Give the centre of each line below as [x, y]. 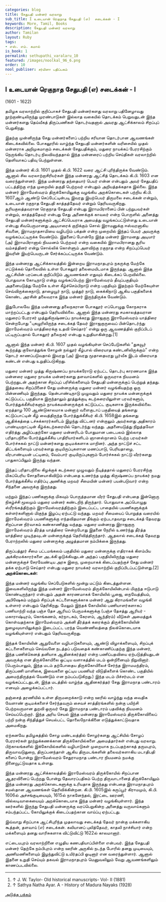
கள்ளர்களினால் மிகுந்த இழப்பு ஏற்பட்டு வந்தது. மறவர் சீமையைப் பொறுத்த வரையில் [82, 513]
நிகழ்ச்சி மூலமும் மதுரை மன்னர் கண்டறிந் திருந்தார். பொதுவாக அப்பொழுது [76, 502]
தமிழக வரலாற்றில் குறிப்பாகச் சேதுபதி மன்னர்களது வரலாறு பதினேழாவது [74, 111]
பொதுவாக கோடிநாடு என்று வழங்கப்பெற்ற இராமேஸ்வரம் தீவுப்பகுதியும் [72, 280]
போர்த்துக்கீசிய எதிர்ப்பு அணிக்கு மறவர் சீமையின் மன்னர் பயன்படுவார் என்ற [77, 481]
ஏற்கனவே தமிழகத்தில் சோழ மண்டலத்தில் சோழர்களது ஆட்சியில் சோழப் [75, 735]
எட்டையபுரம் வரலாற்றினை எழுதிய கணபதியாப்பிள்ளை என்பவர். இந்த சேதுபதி [77, 843]
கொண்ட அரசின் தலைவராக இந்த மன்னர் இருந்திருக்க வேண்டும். [66, 296]
